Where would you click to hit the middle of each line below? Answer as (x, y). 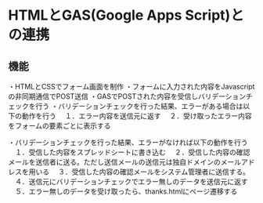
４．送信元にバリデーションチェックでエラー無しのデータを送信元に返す (131, 181)
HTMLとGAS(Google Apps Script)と (126, 15)
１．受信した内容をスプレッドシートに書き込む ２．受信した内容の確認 (132, 152)
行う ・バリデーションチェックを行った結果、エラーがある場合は (139, 106)
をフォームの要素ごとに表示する (59, 126)
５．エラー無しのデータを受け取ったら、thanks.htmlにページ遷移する (126, 191)
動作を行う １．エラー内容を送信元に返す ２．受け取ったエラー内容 (137, 116)
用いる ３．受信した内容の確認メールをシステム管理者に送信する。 (139, 172)
